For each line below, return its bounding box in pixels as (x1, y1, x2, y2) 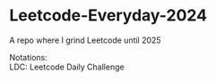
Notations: (9, 52, 48, 62)
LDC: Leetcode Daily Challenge (9, 61, 125, 72)
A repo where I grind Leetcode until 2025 (9, 35, 161, 45)
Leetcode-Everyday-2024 (9, 5, 208, 26)
